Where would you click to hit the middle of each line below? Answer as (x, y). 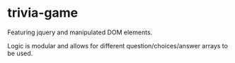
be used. (20, 53)
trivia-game (43, 13)
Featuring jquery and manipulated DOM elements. (80, 32)
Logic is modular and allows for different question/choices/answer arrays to (118, 45)
